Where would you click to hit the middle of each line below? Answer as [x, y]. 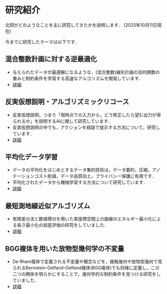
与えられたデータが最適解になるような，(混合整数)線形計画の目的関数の [86, 72]
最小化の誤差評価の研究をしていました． [67, 225]
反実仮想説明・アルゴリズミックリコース [67, 102]
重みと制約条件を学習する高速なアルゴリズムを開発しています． [78, 78]
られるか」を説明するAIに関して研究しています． [62, 121]
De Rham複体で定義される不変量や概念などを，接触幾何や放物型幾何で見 [87, 262]
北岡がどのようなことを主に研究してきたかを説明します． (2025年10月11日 [81, 25]
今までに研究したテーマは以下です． [42, 42]
